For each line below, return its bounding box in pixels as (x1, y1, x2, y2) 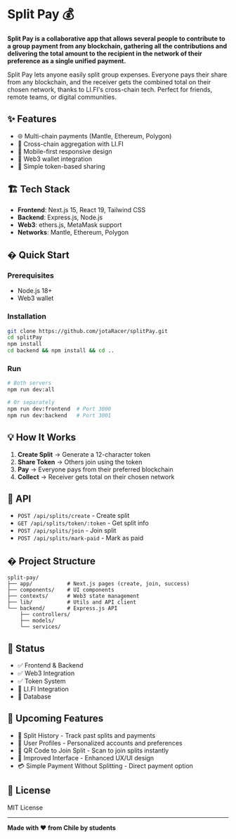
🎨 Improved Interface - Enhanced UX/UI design (17, 753, 155, 762)
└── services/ (20, 623, 61, 630)
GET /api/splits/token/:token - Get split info (17, 519, 149, 528)
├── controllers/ (20, 611, 71, 618)
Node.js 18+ (17, 287, 53, 295)
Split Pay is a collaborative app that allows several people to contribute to (7, 34, 226, 43)
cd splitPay (7, 334, 42, 342)
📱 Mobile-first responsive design (17, 147, 112, 155)
